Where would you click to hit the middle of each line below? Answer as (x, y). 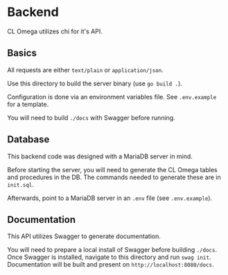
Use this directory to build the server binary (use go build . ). (95, 83)
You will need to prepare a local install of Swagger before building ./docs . (112, 250)
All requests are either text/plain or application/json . (86, 69)
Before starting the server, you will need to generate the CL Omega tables (112, 169)
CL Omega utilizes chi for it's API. (55, 31)
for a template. (28, 104)
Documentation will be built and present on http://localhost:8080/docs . (111, 265)
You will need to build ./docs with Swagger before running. (91, 117)
